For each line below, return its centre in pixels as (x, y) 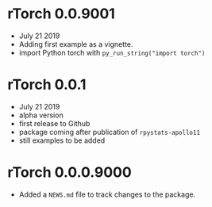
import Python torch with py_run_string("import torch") (112, 52)
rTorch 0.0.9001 (62, 14)
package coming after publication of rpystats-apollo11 (109, 132)
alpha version (41, 115)
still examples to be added (62, 140)
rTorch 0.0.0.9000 (69, 172)
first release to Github (54, 123)
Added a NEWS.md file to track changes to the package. (107, 194)
